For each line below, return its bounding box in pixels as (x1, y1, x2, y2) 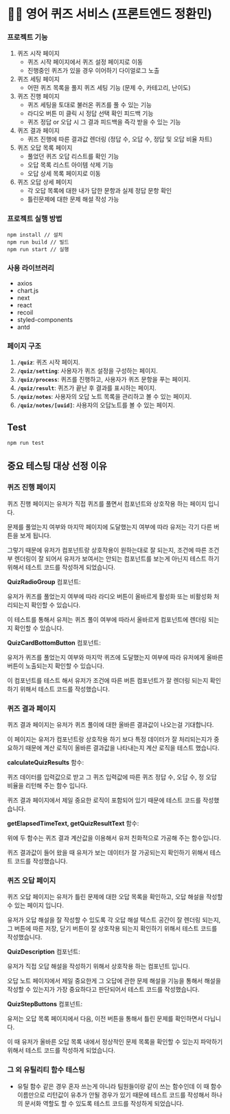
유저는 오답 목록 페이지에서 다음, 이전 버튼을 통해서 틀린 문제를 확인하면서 (7, 1014, 203, 1023)
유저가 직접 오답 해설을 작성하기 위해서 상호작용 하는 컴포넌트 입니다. (7, 962, 190, 971)
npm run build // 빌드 (7, 238, 69, 246)
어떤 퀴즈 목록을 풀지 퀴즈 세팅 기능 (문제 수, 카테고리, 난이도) (27, 84, 191, 92)
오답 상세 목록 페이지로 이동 (27, 170, 101, 178)
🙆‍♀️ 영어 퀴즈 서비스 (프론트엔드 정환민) (7, 6, 213, 22)
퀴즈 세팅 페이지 (16, 75, 60, 83)
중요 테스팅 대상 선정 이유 (7, 461, 108, 472)
